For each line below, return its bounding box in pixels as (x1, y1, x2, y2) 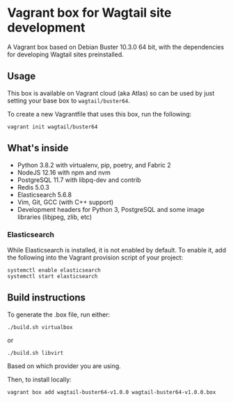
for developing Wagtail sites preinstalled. (7, 50, 124, 59)
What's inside (7, 142, 69, 154)
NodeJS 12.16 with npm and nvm (17, 168, 111, 176)
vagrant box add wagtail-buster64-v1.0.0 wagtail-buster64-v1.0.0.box (7, 388, 216, 395)
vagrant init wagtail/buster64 (7, 123, 98, 130)
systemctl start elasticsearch (7, 273, 98, 280)
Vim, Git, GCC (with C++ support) (17, 197, 114, 206)
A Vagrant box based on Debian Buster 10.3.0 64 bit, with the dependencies (7, 43, 225, 51)
